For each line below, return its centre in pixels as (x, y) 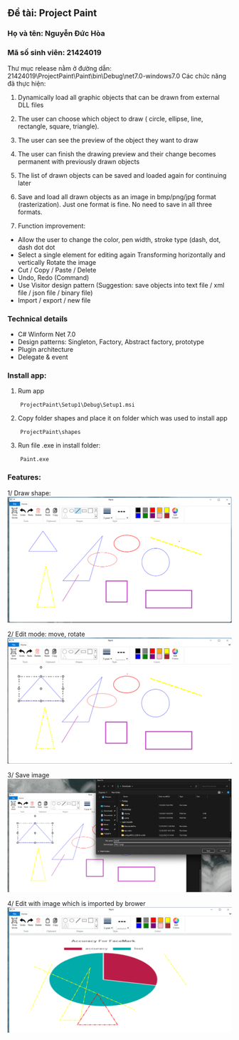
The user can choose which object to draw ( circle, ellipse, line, (110, 118)
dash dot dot (36, 247)
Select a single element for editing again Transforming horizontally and (121, 255)
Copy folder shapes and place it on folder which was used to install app (122, 418)
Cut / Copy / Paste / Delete (57, 270)
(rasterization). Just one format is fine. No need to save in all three (115, 204)
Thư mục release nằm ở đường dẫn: (59, 68)
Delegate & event (43, 357)
